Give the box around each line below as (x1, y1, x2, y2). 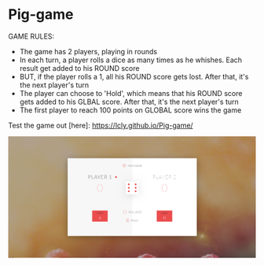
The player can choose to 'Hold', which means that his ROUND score (19, 88, 243, 98)
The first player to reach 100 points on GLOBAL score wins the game (19, 105, 242, 115)
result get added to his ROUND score (19, 63, 140, 72)
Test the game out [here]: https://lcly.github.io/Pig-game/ (8, 120, 194, 130)
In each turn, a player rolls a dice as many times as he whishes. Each (19, 55, 242, 65)
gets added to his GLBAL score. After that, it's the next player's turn (19, 97, 239, 106)
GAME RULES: (8, 31, 55, 41)
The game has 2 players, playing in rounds (19, 46, 158, 56)
